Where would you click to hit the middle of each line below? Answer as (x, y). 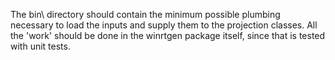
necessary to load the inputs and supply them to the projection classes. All (164, 25)
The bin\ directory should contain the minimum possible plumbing (145, 14)
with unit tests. (40, 46)
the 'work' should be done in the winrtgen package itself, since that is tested (168, 35)
